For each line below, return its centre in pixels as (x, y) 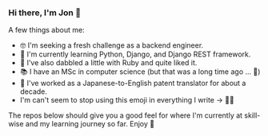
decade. (34, 91)
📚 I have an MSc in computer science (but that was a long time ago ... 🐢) (140, 72)
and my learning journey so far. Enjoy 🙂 (90, 124)
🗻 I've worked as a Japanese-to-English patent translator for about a (133, 84)
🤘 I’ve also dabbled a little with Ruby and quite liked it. (108, 63)
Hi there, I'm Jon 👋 (45, 13)
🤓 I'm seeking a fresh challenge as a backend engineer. (112, 45)
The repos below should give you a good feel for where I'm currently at (125, 115)
